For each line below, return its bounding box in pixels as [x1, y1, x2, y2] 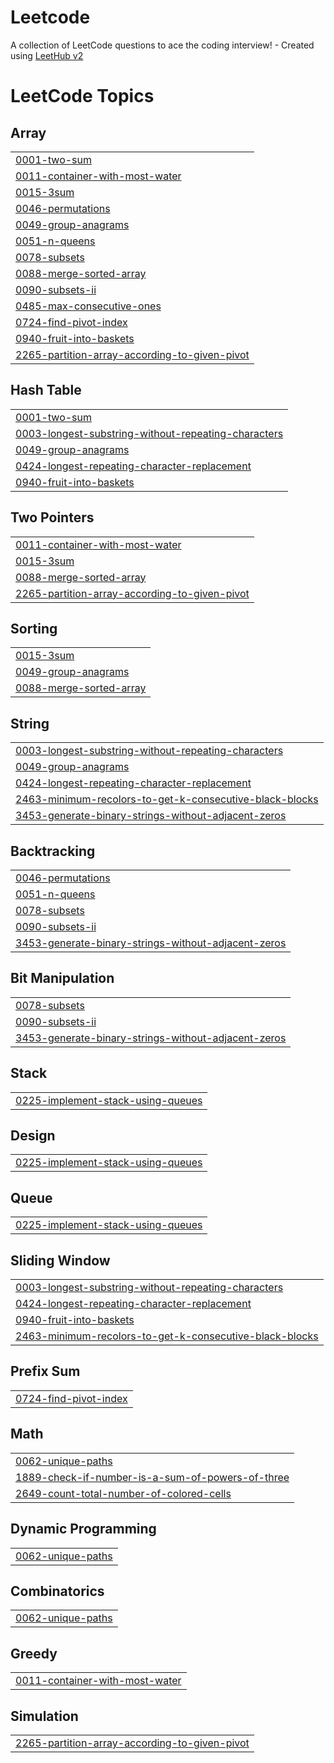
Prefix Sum [10, 1363, 81, 1380]
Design [10, 1127, 56, 1145]
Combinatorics [10, 1582, 105, 1600]
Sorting [10, 620, 58, 637]
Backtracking [10, 842, 96, 860]
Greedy [10, 1645, 58, 1662]
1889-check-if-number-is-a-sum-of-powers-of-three [15, 1470, 290, 1484]
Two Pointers [10, 509, 95, 526]
